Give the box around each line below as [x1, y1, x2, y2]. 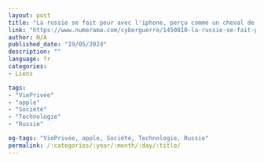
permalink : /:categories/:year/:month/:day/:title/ [8, 142, 181, 149]
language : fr [8, 56, 51, 63]
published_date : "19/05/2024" [8, 41, 108, 49]
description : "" [8, 48, 61, 56]
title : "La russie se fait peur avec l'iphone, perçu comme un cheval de [8, 19, 255, 27]
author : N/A [8, 33, 47, 41]
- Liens [8, 70, 34, 77]
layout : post [8, 11, 51, 20]
